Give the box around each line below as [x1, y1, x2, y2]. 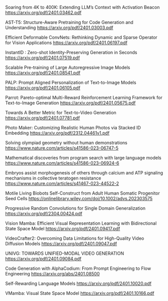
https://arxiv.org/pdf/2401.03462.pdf [5, 10, 82, 16]
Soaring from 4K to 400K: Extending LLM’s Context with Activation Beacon [5, 5, 160, 10]
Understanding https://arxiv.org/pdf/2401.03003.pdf [5, 25, 114, 31]
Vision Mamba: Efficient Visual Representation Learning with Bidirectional [5, 220, 157, 226]
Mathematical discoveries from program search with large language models [5, 155, 161, 161]
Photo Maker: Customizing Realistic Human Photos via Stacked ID [5, 125, 141, 130]
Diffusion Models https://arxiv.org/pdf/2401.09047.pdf [5, 241, 117, 246]
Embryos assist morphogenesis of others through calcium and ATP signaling [5, 170, 163, 176]
